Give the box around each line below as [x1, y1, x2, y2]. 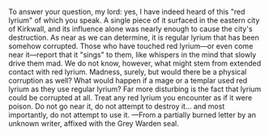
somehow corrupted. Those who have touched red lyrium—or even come [8, 41, 254, 51]
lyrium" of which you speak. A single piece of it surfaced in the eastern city [8, 15, 260, 25]
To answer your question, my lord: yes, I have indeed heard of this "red [8, 7, 246, 16]
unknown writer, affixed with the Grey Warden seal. [8, 119, 180, 128]
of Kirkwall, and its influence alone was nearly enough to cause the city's [8, 24, 253, 33]
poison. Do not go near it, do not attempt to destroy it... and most [8, 101, 225, 111]
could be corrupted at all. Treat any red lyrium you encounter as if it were [8, 93, 253, 102]
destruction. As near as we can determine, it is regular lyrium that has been [8, 32, 259, 42]
